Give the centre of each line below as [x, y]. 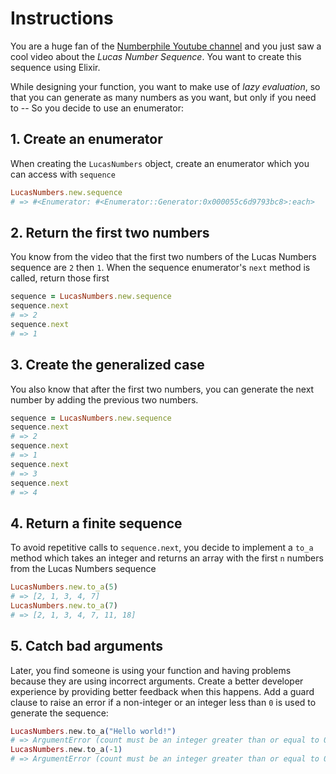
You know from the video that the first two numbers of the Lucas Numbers [163, 257]
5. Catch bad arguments [87, 646]
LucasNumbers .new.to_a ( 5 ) [64, 587]
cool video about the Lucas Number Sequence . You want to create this [156, 56]
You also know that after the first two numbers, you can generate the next [162, 389]
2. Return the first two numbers [110, 232]
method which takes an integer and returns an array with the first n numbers [167, 558]
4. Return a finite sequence [96, 523]
